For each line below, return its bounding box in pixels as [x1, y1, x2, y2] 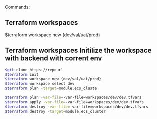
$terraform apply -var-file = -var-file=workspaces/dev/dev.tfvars [5, 99, 144, 104]
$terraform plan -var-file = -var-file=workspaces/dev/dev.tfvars [5, 95, 142, 100]
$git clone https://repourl [5, 67, 64, 72]
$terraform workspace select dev [5, 81, 75, 86]
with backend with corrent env [5, 54, 102, 63]
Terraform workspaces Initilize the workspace [5, 46, 152, 55]
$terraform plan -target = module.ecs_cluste [5, 86, 97, 91]
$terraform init [5, 72, 39, 77]
